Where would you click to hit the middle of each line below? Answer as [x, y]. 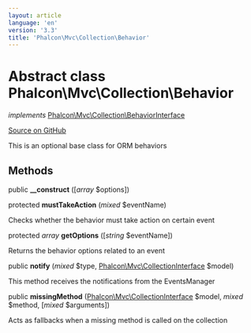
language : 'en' [33, 23]
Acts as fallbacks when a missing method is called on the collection [118, 320]
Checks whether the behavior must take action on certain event [112, 220]
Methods [31, 170]
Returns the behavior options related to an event [87, 251]
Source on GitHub [37, 130]
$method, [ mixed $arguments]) [59, 305]
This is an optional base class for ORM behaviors [88, 146]
